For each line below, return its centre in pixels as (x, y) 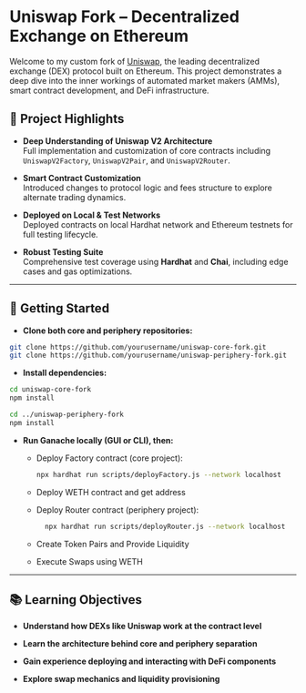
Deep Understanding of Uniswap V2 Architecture (117, 141)
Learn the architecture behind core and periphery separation (140, 644)
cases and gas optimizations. (77, 271)
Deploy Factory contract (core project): (110, 458)
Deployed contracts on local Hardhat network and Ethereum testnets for (158, 224)
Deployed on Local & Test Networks (92, 215)
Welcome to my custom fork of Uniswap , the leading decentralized (135, 61)
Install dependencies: (65, 373)
